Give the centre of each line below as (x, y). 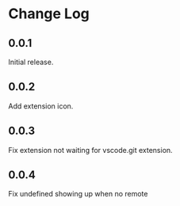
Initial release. (31, 62)
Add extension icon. (41, 106)
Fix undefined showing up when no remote (78, 194)
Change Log (49, 14)
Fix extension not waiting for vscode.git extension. (90, 150)
